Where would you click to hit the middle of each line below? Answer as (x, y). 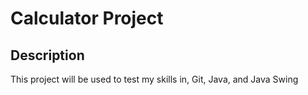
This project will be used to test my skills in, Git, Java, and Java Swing (154, 79)
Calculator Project (87, 18)
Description (47, 55)
